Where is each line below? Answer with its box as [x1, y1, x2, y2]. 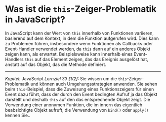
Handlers [5, 56, 24, 62]
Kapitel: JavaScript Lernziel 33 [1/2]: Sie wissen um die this [5, 75, 127, 82]
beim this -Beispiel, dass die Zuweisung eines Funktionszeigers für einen [5, 86, 154, 92]
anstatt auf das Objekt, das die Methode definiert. [5, 61, 107, 67]
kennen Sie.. [5, 112, 31, 118]
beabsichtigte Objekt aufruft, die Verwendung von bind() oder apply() [5, 107, 149, 113]
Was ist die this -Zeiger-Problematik [5, 3, 157, 15]
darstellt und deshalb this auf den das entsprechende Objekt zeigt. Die [5, 96, 151, 102]
